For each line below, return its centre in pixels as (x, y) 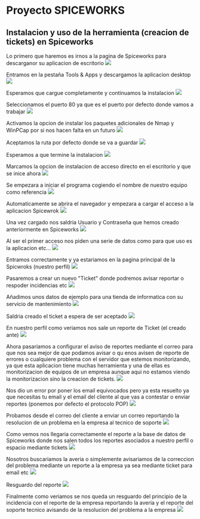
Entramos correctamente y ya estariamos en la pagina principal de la (91, 259)
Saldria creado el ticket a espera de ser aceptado (67, 316)
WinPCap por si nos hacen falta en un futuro (61, 130)
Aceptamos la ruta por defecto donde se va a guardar (72, 143)
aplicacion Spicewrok (33, 211)
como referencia (26, 192)
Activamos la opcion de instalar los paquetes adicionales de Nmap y (90, 123)
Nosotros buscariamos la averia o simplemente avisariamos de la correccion (100, 459)
